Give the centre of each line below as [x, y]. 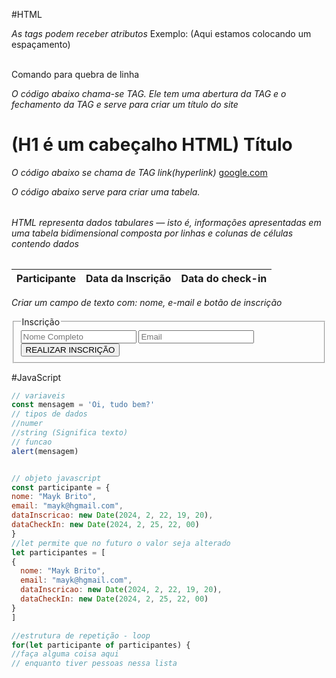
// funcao [32, 442]
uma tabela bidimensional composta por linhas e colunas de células [152, 233]
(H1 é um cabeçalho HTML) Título [152, 145]
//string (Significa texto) [70, 433]
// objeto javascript [56, 478]
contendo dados [45, 243]
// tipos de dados [49, 414]
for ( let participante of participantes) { [101, 645]
